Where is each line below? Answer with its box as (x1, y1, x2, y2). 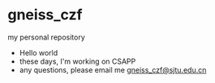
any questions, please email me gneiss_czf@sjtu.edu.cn (19, 64, 207, 74)
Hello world (19, 48, 58, 57)
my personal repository (7, 32, 86, 42)
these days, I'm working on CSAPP (19, 56, 136, 66)
